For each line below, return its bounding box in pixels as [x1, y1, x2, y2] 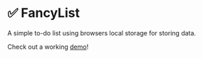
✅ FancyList [7, 5, 80, 21]
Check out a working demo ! [7, 42, 89, 51]
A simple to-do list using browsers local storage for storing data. [7, 28, 197, 37]
